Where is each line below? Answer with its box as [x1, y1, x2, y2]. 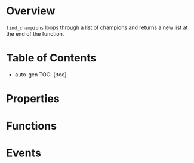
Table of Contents [6, 51, 97, 65]
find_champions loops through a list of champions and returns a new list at [6, 24, 188, 31]
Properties [6, 92, 60, 106]
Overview [6, 4, 56, 18]
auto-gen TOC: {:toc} [14, 70, 67, 78]
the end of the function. [6, 30, 64, 37]
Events [6, 146, 42, 160]
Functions [6, 119, 57, 133]
